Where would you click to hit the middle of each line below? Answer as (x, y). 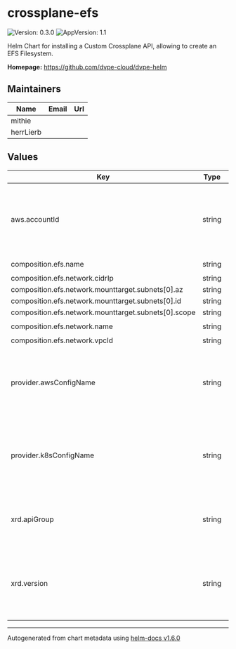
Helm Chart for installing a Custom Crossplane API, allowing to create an (112, 46)
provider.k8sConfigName (53, 455)
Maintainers (34, 89)
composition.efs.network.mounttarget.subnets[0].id (96, 301)
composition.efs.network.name (62, 326)
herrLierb (26, 132)
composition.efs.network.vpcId (62, 340)
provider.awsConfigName (53, 382)
